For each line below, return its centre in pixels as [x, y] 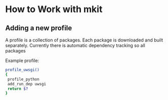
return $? [18, 89]
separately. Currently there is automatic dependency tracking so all [75, 45]
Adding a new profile [39, 28]
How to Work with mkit [54, 9]
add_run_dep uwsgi [27, 84]
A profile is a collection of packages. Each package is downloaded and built [84, 40]
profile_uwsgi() [22, 70]
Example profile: [22, 61]
